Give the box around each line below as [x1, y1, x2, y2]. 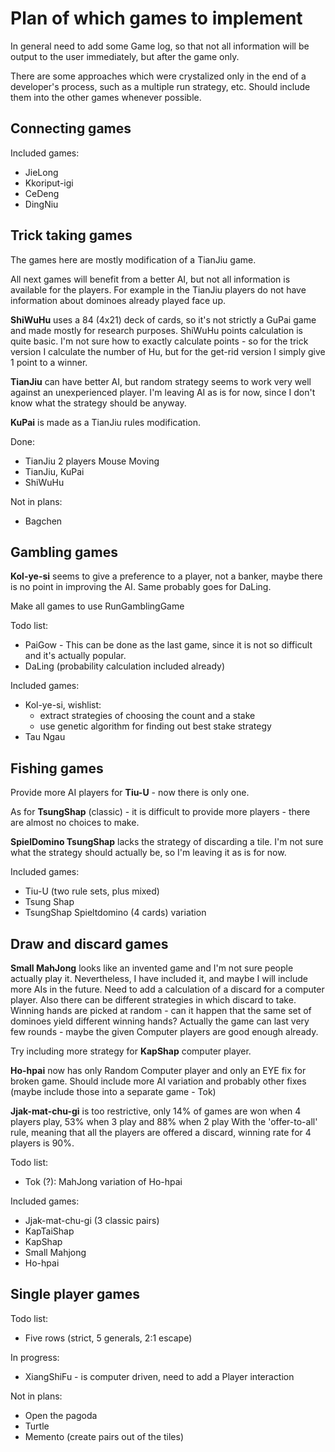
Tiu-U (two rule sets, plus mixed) [24, 885, 160, 897]
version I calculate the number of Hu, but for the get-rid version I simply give [10, 345, 326, 357]
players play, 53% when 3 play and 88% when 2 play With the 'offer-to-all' [10, 1116, 318, 1127]
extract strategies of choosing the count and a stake [39, 710, 256, 722]
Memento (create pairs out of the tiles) [24, 1430, 185, 1442]
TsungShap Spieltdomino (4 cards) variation [24, 907, 207, 919]
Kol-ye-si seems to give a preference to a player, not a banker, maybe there [10, 570, 323, 582]
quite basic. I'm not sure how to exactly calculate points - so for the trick [10, 335, 309, 347]
